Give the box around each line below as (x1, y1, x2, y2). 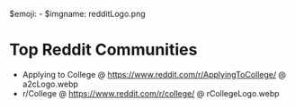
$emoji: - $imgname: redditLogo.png (9, 9, 146, 19)
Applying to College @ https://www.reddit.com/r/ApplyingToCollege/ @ (22, 69, 286, 79)
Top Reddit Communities (9, 40, 198, 60)
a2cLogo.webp (22, 79, 79, 89)
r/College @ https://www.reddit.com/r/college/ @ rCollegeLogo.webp (22, 87, 281, 98)
